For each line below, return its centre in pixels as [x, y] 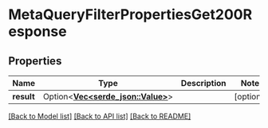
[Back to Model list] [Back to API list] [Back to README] [100, 116]
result [24, 97]
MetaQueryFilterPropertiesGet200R [130, 15]
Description [203, 83]
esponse [37, 31]
